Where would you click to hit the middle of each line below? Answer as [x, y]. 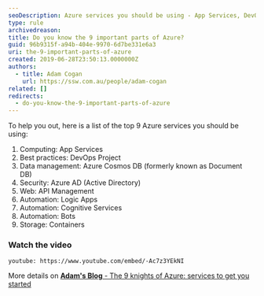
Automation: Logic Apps [59, 200]
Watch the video [40, 245]
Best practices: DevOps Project [70, 157]
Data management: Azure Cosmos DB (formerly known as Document [131, 166]
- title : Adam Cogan [49, 74]
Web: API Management [57, 191]
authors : [22, 67]
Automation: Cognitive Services [71, 208]
